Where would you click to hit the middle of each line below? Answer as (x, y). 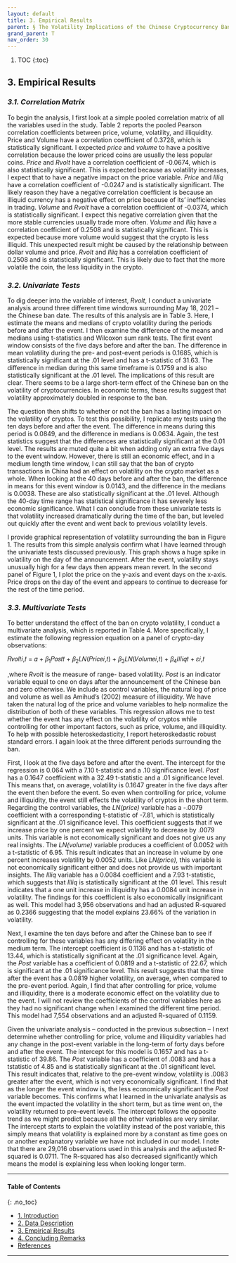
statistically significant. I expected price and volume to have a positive (109, 147)
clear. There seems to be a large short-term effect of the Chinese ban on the (118, 383)
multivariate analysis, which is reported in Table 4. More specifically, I (108, 630)
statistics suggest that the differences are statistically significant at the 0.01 (116, 441)
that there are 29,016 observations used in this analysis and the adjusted (112, 1149)
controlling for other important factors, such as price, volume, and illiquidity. (117, 727)
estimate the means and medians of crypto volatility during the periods (110, 323)
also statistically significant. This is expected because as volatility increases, (118, 170)
